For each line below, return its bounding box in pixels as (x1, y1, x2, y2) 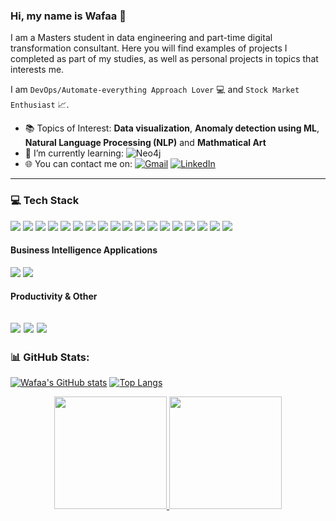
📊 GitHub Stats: (10, 350, 90, 364)
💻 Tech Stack (10, 194, 80, 208)
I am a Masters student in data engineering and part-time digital (10, 32, 273, 44)
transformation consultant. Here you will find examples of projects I (10, 42, 288, 54)
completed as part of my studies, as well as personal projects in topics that (10, 53, 319, 65)
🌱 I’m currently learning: (24, 147, 124, 159)
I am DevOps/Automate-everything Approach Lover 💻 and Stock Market (10, 84, 300, 96)
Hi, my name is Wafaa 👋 (10, 9, 127, 23)
